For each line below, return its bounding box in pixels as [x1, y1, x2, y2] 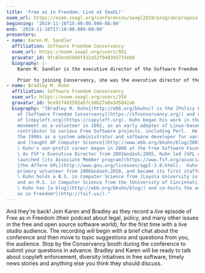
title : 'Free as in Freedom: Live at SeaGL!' [6, 9, 124, 15]
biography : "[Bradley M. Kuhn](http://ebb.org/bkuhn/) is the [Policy [12, 105, 195, 111]
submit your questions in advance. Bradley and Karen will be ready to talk [6, 246, 191, 254]
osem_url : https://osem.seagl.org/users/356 [12, 94, 127, 100]
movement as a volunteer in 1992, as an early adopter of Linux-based [17, 122, 201, 129]
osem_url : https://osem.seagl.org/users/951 [12, 49, 127, 55]
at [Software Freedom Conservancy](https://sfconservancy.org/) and [17, 111, 195, 117]
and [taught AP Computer [17, 140, 81, 146]
